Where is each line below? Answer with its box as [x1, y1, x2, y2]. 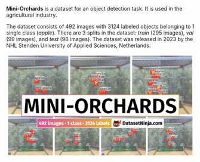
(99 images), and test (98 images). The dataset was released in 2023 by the [6, 36, 193, 42]
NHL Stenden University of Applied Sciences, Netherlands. [6, 42, 151, 49]
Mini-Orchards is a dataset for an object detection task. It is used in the [6, 5, 183, 12]
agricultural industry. [6, 11, 57, 18]
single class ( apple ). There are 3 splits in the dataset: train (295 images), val [6, 29, 194, 36]
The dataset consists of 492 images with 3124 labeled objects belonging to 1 [6, 23, 195, 30]
